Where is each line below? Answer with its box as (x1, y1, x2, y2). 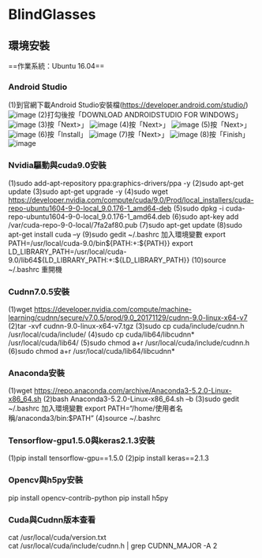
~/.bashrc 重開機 (8, 264, 62, 273)
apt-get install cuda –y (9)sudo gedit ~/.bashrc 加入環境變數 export (8, 229, 226, 239)
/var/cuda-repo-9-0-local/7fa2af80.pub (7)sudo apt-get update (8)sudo (8, 220, 243, 229)
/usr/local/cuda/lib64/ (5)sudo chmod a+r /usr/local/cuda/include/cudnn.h (8, 337, 250, 348)
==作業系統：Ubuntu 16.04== (8, 61, 105, 70)
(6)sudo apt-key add (172, 211, 239, 221)
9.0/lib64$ (8, 255, 42, 265)
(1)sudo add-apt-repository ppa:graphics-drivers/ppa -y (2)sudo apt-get (8, 178, 245, 188)
